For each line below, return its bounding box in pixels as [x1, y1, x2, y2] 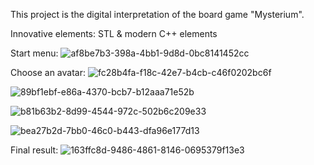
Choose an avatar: [10, 67, 86, 78]
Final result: [10, 144, 59, 156]
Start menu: [10, 47, 59, 59]
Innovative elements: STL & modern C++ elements [10, 28, 218, 39]
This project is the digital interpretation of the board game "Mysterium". [10, 9, 305, 20]
